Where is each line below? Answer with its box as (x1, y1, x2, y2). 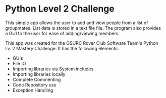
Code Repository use (12, 81, 57, 88)
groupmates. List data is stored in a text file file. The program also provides (5, 25, 161, 31)
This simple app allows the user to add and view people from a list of (5, 20, 148, 26)
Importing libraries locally (12, 71, 66, 77)
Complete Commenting (12, 76, 61, 82)
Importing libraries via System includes (12, 66, 94, 72)
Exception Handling (12, 87, 53, 93)
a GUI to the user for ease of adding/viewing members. (5, 30, 120, 36)
